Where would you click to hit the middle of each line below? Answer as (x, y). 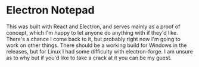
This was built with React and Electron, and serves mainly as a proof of (93, 26)
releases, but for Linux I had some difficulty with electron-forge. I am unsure (100, 51)
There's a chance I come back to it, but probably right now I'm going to (93, 39)
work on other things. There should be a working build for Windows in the (97, 45)
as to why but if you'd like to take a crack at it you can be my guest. (89, 58)
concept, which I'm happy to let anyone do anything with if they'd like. (92, 32)
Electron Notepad (50, 10)
